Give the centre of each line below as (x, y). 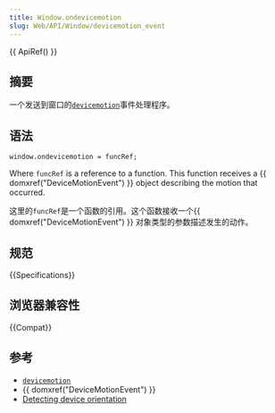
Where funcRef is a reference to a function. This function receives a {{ (138, 173)
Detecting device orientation (75, 399)
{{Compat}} (30, 327)
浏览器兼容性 (45, 305)
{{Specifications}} (42, 274)
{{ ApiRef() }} (33, 51)
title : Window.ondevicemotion (66, 17)
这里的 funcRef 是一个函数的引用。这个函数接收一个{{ (105, 211)
